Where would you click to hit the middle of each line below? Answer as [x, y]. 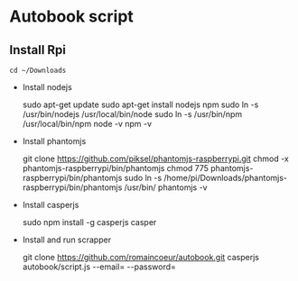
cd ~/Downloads [38, 70]
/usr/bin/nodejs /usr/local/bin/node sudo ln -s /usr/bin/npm [132, 114]
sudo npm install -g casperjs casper [89, 222]
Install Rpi [37, 50]
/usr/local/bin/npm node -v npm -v [87, 124]
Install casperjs [51, 205]
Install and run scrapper [66, 240]
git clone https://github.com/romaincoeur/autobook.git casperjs [141, 257]
